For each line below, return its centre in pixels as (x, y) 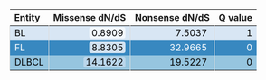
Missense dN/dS (90, 18)
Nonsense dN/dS (172, 18)
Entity (27, 18)
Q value (236, 18)
